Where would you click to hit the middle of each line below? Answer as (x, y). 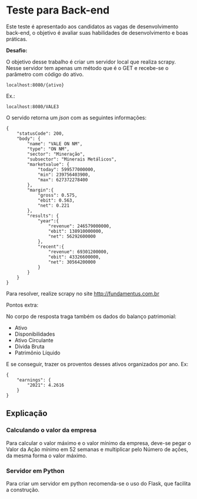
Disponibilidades (35, 334)
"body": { (29, 139)
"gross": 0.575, (57, 195)
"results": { (43, 216)
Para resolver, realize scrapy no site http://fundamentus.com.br (83, 293)
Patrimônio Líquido (37, 353)
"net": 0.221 (53, 205)
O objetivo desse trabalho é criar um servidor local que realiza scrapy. (91, 62)
